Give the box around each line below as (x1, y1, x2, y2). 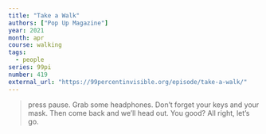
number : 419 (8, 71, 48, 78)
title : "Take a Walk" (8, 11, 80, 20)
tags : (8, 48, 26, 56)
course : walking (8, 41, 62, 49)
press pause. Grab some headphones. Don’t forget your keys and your (27, 100, 260, 109)
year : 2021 (8, 26, 45, 34)
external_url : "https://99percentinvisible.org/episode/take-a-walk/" (8, 78, 248, 86)
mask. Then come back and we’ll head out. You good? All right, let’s (27, 108, 250, 117)
